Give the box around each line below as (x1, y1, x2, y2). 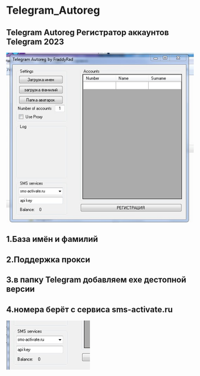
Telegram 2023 (6, 36, 64, 46)
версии (6, 284, 35, 294)
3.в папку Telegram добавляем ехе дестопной (6, 275, 186, 285)
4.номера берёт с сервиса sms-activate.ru (6, 304, 173, 315)
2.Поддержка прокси (6, 254, 90, 265)
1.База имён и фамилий (6, 234, 98, 244)
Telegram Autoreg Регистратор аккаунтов (6, 27, 170, 38)
